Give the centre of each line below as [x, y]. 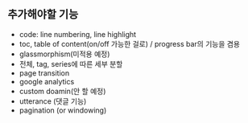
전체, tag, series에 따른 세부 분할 [71, 64]
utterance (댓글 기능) [53, 101]
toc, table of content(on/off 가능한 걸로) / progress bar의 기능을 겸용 [130, 43]
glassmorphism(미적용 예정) [64, 54]
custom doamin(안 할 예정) [62, 91]
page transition [44, 73]
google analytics [47, 81]
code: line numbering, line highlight [78, 34]
